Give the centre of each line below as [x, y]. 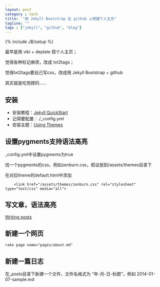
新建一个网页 [24, 233]
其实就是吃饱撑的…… [26, 83]
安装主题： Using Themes [38, 125]
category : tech [21, 14]
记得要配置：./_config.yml [38, 118]
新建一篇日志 [24, 261]
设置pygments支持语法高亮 [46, 142]
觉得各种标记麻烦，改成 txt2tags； [40, 62]
